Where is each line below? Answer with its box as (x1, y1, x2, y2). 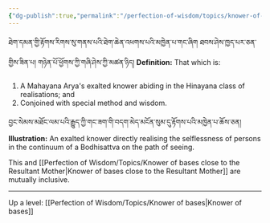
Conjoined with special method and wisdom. (19, 98, 167, 107)
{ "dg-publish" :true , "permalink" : (8, 11, 121, 20)
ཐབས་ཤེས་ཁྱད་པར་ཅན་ (199, 37, 257, 47)
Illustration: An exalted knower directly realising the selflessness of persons (8, 133, 261, 143)
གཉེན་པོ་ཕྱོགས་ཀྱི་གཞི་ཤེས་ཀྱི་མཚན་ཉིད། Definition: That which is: (37, 57, 221, 67)
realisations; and (19, 89, 75, 99)
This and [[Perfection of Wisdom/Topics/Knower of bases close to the (8, 157, 240, 167)
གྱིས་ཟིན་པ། (8, 57, 36, 67)
